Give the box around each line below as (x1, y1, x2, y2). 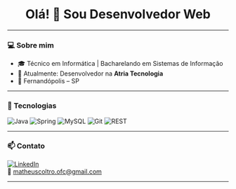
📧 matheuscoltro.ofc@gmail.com (7, 167, 102, 176)
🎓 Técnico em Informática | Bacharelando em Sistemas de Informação (17, 59, 223, 68)
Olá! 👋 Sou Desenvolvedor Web (25, 6, 211, 22)
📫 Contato (7, 141, 46, 151)
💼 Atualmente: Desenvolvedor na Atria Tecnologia (17, 69, 164, 78)
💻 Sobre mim (7, 40, 54, 50)
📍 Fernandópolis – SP (17, 77, 79, 85)
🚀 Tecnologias (7, 101, 57, 111)
